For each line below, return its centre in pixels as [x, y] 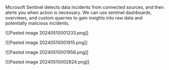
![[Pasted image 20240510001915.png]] [46, 42]
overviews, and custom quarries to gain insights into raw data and [74, 18]
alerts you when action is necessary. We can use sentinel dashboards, [78, 12]
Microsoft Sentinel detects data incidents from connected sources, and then [85, 7]
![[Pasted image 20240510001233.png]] [47, 33]
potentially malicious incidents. [37, 23]
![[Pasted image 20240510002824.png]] [47, 62]
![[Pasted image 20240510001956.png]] [47, 52]
